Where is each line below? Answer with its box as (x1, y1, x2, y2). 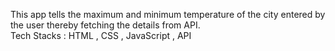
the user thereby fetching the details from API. (10, 19, 201, 31)
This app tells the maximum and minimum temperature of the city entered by (10, 9, 326, 20)
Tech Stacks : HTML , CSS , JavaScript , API (10, 30, 192, 41)
